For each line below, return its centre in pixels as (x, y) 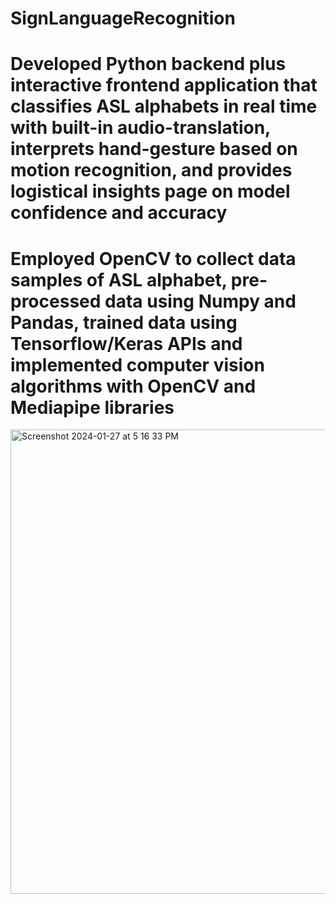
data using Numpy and (200, 301)
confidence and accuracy (119, 213)
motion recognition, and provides (151, 170)
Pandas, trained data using (124, 322)
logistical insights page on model (150, 191)
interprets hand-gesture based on (154, 149)
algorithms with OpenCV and (133, 386)
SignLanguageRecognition (123, 18)
